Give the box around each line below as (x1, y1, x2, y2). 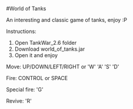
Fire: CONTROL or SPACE (6, 75, 68, 81)
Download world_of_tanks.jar (14, 45, 85, 52)
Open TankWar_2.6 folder (14, 39, 77, 46)
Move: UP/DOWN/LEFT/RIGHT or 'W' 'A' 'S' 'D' (6, 63, 119, 70)
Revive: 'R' (6, 97, 32, 104)
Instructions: (6, 28, 36, 35)
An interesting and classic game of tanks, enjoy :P (6, 16, 128, 23)
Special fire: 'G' (6, 86, 44, 93)
